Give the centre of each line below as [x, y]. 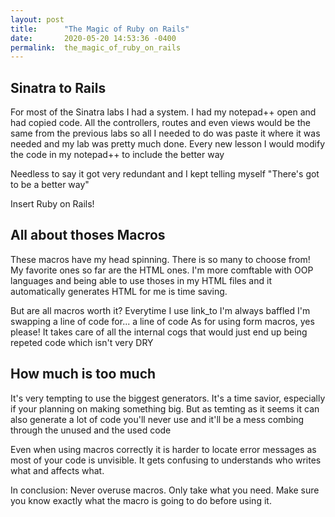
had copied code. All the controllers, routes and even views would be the [160, 123]
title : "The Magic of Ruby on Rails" [100, 29]
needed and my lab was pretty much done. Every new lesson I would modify [168, 144]
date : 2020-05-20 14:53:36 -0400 [93, 38]
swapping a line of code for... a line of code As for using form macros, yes [162, 321]
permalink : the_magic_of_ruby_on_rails [96, 47]
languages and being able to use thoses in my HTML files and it [141, 280]
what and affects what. [57, 470]
